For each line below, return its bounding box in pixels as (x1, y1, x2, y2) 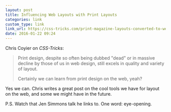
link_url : (5, 26, 26, 32)
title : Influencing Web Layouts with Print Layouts (5, 12, 117, 17)
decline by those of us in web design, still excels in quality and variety (17, 61, 164, 66)
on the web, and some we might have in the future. (5, 91, 112, 97)
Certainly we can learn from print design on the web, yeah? (17, 76, 142, 81)
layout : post (5, 7, 33, 13)
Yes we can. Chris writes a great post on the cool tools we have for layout (5, 86, 160, 92)
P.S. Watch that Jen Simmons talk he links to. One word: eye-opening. (5, 101, 152, 107)
